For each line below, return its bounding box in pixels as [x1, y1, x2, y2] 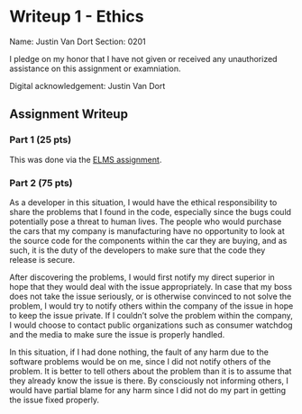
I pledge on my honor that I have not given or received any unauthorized [9, 53, 278, 64]
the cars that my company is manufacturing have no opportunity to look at [9, 225, 286, 236]
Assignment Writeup [9, 106, 129, 122]
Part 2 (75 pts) [9, 176, 73, 189]
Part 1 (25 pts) [9, 133, 72, 146]
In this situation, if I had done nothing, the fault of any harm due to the [9, 346, 269, 357]
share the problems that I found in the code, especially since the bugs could [9, 206, 291, 217]
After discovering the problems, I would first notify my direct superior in [9, 272, 275, 283]
